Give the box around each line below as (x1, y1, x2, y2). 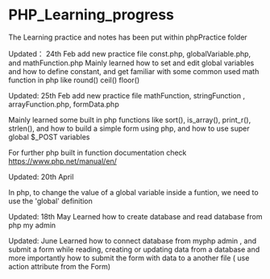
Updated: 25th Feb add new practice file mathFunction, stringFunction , (8, 90, 246, 100)
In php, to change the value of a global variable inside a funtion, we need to (8, 187, 260, 197)
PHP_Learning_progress (8, 6, 175, 24)
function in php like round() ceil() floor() (8, 75, 140, 85)
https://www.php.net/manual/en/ (8, 156, 117, 166)
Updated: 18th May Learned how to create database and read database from (8, 211, 263, 221)
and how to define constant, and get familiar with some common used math (8, 66, 260, 76)
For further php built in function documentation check (8, 148, 187, 157)
